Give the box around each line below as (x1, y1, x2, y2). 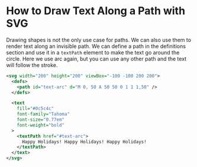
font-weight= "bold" (17, 122, 65, 128)
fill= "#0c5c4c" (17, 105, 54, 112)
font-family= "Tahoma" (17, 111, 70, 117)
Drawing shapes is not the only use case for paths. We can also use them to (6, 36, 191, 43)
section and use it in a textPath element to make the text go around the (6, 49, 180, 56)
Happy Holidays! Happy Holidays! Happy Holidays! (21, 139, 147, 144)
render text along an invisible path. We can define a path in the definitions (6, 43, 186, 50)
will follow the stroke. (6, 61, 58, 69)
